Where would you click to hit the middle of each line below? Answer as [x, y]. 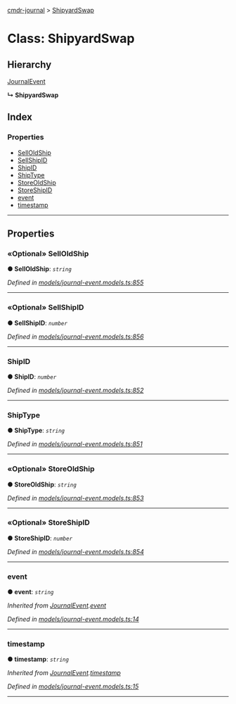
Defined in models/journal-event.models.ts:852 [76, 390]
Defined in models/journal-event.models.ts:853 [76, 498]
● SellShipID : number [38, 322]
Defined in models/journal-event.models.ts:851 [75, 444]
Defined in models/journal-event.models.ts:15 [73, 686]
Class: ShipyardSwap [71, 39]
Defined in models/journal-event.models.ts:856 [76, 337]
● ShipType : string [36, 430]
